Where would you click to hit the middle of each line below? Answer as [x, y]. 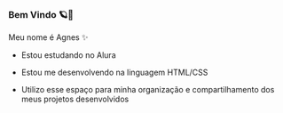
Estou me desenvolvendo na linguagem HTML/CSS [114, 73]
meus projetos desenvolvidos [75, 99]
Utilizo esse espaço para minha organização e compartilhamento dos [148, 90]
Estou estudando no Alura [68, 55]
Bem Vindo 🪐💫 [41, 14]
